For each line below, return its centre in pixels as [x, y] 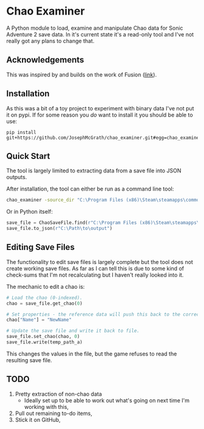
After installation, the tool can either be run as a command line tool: [90, 189]
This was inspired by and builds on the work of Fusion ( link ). [81, 75]
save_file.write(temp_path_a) [45, 342]
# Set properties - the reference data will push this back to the [93, 314]
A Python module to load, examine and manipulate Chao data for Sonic [95, 28]
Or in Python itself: [29, 212]
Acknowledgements [45, 60]
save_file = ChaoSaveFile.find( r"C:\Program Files [72, 223]
